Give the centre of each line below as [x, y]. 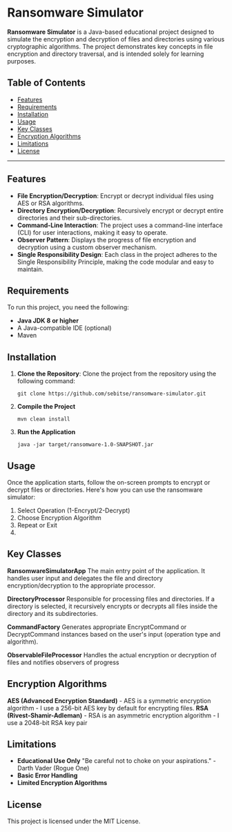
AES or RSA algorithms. [50, 203]
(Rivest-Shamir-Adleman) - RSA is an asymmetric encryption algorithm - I [113, 715]
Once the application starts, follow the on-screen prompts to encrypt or [109, 482]
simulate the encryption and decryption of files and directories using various [116, 39]
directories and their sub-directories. [69, 217]
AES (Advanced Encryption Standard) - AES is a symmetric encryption [109, 700]
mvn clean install [43, 419]
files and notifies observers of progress [63, 662]
